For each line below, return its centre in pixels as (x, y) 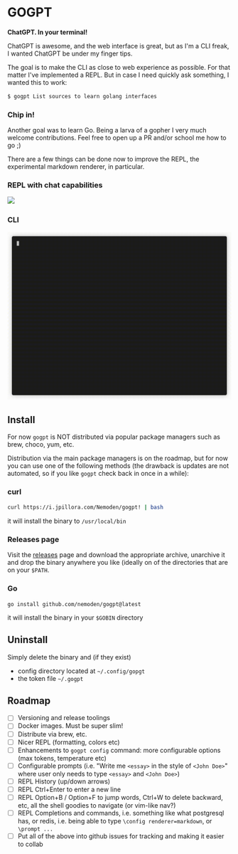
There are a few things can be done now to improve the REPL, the (104, 159)
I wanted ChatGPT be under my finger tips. (70, 53)
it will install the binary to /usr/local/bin (67, 521)
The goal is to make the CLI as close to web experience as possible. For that (119, 67)
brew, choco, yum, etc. (41, 444)
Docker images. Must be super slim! (70, 726)
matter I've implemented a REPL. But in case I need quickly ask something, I (118, 75)
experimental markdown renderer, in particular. (76, 167)
